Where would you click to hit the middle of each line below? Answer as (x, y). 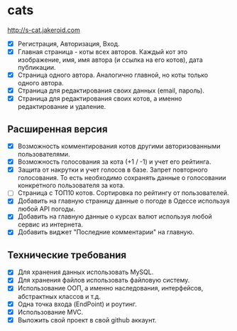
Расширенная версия (57, 129)
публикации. (37, 68)
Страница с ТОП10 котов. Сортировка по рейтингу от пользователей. (123, 193)
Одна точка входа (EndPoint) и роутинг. (77, 304)
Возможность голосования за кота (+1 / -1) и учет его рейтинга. (114, 162)
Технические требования (67, 255)
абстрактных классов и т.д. (59, 296)
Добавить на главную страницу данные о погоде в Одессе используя (123, 201)
